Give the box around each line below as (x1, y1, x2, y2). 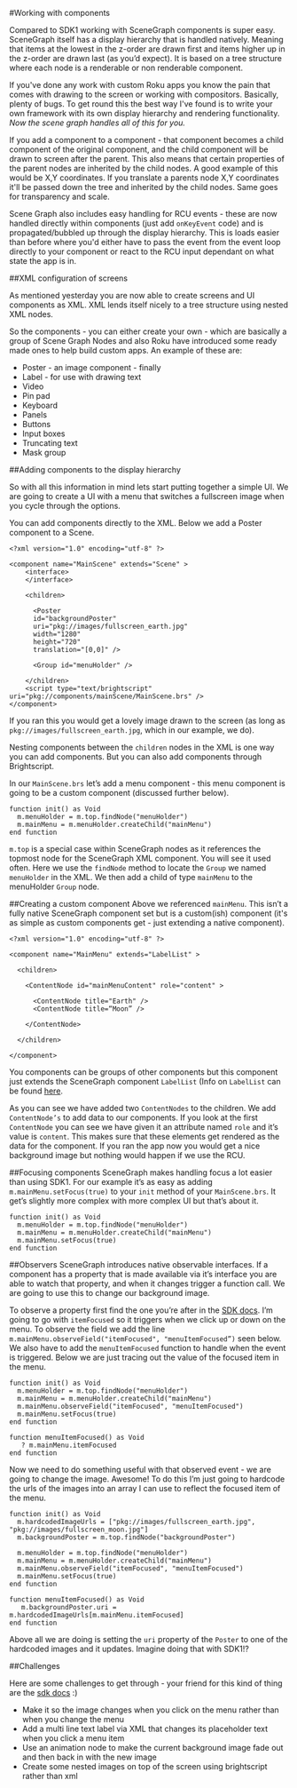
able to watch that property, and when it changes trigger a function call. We (9, 1278, 285, 1289)
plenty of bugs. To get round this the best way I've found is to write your (9, 99, 273, 109)
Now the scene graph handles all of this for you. (9, 117, 186, 128)
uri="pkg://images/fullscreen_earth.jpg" (32, 622, 189, 631)
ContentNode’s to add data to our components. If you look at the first (9, 1112, 259, 1123)
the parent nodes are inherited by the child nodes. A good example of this (9, 163, 278, 173)
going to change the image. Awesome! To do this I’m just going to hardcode (9, 1474, 285, 1484)
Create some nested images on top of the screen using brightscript (21, 1761, 268, 1771)
